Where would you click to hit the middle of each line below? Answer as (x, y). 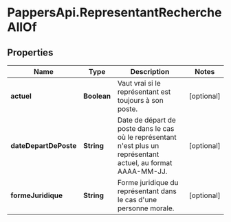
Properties (30, 52)
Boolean (97, 96)
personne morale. (146, 208)
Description (150, 72)
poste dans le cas (146, 128)
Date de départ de (147, 120)
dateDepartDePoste (44, 146)
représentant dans (147, 191)
